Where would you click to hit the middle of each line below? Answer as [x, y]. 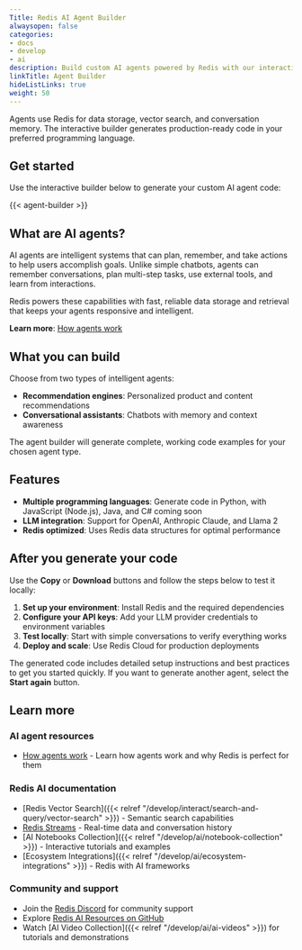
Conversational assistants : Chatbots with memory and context [140, 414]
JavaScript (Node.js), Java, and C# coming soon [112, 511]
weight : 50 [30, 93]
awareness [43, 424]
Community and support [64, 889]
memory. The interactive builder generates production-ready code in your [146, 128]
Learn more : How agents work [66, 329]
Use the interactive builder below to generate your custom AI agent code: [145, 188]
